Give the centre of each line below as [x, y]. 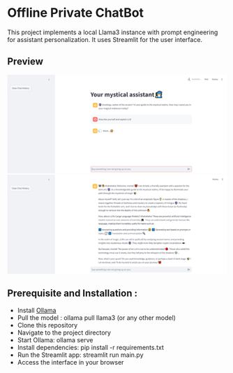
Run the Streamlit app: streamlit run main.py [81, 355]
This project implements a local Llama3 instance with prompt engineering [113, 32]
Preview [25, 62]
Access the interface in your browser [70, 362]
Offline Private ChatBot [76, 13]
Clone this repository [47, 325]
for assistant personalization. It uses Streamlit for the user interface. [105, 39]
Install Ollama [37, 310]
